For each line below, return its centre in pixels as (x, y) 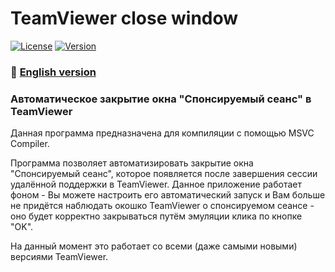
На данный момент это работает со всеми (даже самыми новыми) (154, 246)
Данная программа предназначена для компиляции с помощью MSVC (162, 133)
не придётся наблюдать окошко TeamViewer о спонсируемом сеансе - (162, 206)
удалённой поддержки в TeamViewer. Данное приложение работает (156, 184)
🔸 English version (53, 72)
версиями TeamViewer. (59, 257)
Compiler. (30, 144)
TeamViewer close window (124, 18)
